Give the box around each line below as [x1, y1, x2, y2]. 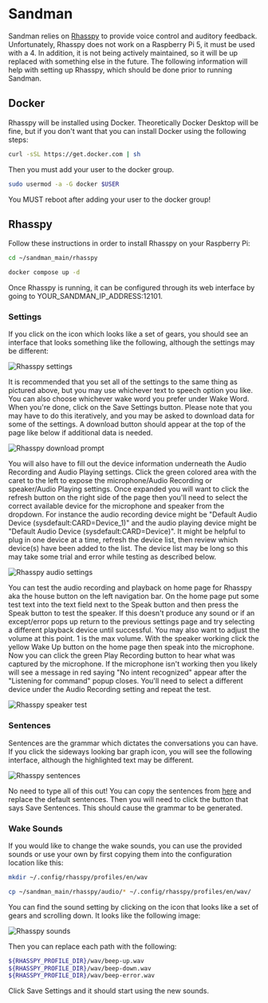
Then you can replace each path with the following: [8, 942, 177, 951]
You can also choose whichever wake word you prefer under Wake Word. [8, 394, 250, 403]
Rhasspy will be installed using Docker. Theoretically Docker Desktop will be [8, 117, 259, 128]
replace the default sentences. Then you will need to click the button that [8, 794, 249, 804]
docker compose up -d [8, 269, 81, 277]
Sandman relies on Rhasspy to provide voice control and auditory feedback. [8, 31, 258, 41]
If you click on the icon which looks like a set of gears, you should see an [8, 329, 249, 339]
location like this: [8, 858, 64, 867]
